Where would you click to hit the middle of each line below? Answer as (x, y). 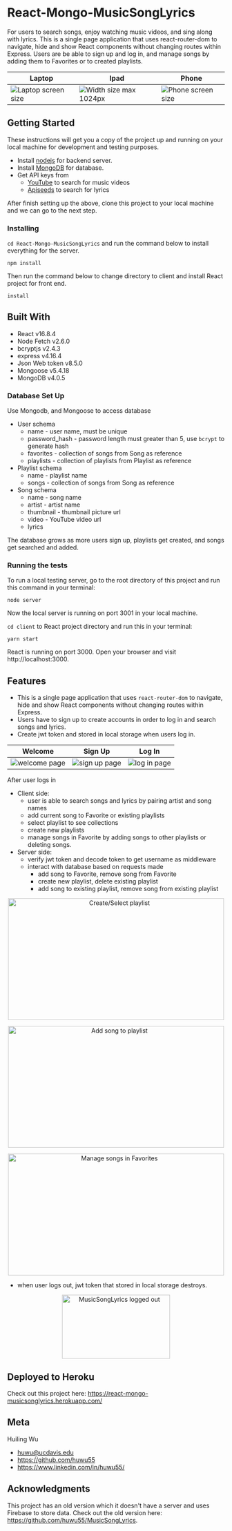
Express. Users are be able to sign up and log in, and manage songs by (108, 54)
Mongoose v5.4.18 (43, 370)
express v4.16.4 (39, 355)
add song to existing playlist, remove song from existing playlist (128, 889)
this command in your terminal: (51, 587)
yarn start (23, 639)
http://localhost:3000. (38, 659)
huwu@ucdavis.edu (45, 1452)
